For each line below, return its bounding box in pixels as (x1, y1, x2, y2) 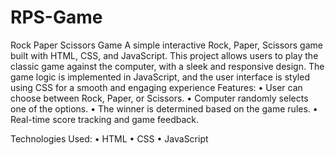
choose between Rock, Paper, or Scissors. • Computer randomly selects (10, 92, 309, 104)
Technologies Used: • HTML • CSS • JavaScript (10, 132, 209, 145)
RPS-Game (10, 6, 103, 29)
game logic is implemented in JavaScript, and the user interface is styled (10, 71, 310, 83)
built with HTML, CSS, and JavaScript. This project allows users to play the (10, 49, 319, 61)
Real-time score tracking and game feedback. (10, 113, 200, 125)
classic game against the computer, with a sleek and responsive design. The (10, 60, 325, 72)
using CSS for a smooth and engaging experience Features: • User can (10, 81, 303, 93)
